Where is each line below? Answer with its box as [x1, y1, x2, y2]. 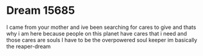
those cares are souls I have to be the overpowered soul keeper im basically [6, 36, 198, 43]
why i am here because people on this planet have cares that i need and [6, 30, 187, 37]
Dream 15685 [6, 4, 75, 17]
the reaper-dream [6, 43, 51, 50]
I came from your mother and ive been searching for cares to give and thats [6, 23, 196, 31]
